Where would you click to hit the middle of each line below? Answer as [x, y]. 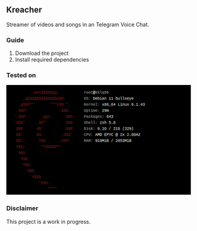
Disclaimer [22, 209]
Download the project [42, 53]
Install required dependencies [52, 60]
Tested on [21, 75]
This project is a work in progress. [48, 221]
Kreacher [24, 10]
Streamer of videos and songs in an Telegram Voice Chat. [78, 24]
